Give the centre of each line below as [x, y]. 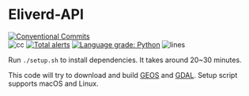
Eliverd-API [46, 15]
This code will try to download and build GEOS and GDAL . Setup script [123, 75]
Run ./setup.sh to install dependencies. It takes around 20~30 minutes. [125, 60]
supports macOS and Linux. [53, 83]
